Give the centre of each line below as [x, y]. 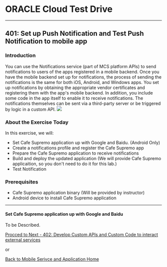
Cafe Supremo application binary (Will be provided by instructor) [79, 193]
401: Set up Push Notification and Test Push [75, 34]
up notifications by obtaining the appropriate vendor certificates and [75, 88]
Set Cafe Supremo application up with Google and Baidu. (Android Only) [86, 142]
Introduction [20, 56]
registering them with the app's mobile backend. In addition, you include [79, 92]
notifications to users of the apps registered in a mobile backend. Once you [82, 72]
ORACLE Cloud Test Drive [59, 9]
